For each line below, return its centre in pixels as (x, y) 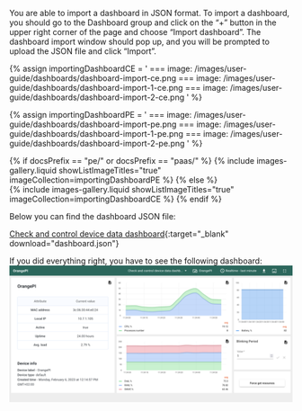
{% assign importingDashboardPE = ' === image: (101, 115)
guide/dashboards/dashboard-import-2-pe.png (97, 143)
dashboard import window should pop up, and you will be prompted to (139, 41)
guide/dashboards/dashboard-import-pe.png (93, 124)
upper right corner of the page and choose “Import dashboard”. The (135, 32)
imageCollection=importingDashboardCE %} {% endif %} (115, 199)
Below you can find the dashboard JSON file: (93, 216)
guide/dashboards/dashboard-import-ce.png (93, 78)
